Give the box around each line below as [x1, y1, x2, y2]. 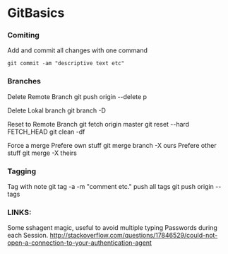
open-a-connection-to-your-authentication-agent [7, 238, 152, 247]
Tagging [7, 166, 37, 176]
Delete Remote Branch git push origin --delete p [7, 92, 147, 100]
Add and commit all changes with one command [7, 46, 148, 54]
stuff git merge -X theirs [7, 149, 78, 157]
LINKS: [7, 207, 32, 217]
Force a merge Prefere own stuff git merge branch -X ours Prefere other [7, 141, 217, 149]
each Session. [7, 231, 49, 240]
